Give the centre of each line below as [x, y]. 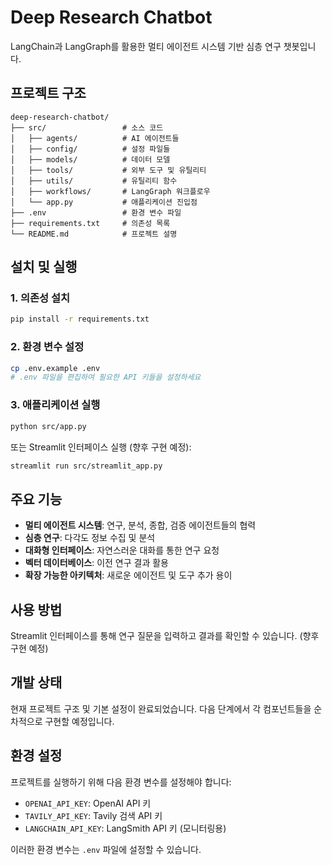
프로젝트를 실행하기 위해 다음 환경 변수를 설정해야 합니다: [121, 782]
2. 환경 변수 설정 [47, 347]
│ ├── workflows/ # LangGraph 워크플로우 [110, 191]
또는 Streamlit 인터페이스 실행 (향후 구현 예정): [101, 447]
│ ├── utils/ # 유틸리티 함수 [94, 181]
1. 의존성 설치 [40, 298]
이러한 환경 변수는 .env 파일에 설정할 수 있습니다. [106, 849]
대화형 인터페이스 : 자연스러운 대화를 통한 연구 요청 [122, 550]
